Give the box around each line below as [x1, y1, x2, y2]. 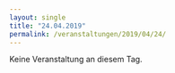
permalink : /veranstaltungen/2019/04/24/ [9, 29, 167, 38]
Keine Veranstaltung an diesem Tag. [9, 54, 143, 65]
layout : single [9, 12, 66, 22]
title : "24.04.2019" [9, 21, 87, 30]
